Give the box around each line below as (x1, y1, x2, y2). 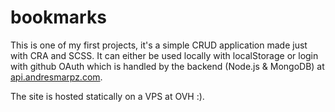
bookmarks (10, 6, 107, 29)
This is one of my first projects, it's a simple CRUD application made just (10, 39, 308, 51)
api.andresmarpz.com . (10, 71, 103, 83)
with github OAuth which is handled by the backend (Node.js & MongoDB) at (10, 60, 325, 72)
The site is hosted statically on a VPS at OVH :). (10, 90, 205, 102)
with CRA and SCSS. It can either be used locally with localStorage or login (10, 49, 319, 61)
